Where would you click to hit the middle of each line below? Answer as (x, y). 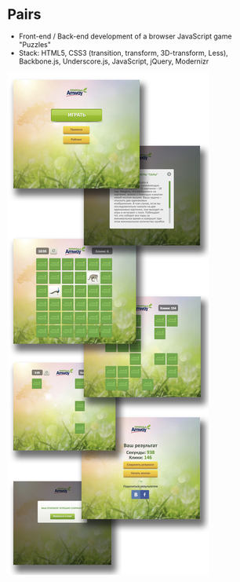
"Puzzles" (35, 44)
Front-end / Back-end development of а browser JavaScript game (125, 36)
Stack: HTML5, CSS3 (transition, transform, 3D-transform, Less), (123, 53)
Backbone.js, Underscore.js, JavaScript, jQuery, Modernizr (114, 61)
